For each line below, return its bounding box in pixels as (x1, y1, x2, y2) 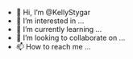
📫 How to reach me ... (15, 42, 91, 51)
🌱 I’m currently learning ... (15, 25, 102, 33)
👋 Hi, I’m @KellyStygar (15, 8, 91, 17)
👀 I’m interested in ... (15, 16, 85, 26)
